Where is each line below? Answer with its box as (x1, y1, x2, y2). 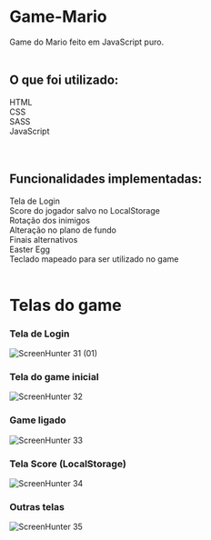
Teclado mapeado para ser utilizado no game (9, 253, 179, 265)
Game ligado (9, 414, 66, 426)
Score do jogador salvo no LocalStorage (9, 205, 161, 215)
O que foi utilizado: (9, 73, 119, 88)
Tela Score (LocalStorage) (9, 457, 127, 470)
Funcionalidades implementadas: (9, 171, 203, 187)
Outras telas (9, 500, 65, 513)
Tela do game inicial (9, 370, 99, 383)
